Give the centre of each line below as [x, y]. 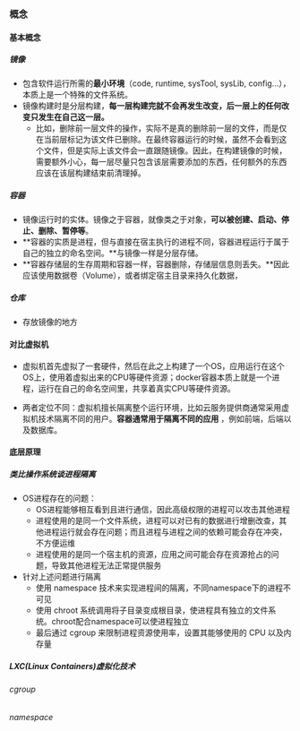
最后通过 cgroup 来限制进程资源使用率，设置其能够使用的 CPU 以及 [159, 632]
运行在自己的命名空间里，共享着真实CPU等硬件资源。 [137, 388]
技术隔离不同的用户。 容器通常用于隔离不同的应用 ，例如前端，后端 [161, 418]
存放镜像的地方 [50, 322]
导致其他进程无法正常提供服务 [107, 565]
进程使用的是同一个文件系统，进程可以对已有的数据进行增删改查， [157, 520]
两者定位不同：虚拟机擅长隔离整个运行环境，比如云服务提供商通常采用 [152, 407]
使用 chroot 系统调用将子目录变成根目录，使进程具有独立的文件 [152, 610]
